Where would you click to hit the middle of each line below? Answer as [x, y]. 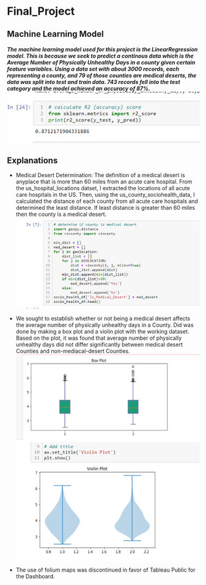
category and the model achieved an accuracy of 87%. [79, 89]
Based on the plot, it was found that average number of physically [99, 338]
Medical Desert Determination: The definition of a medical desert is [100, 175]
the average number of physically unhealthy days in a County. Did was [105, 325]
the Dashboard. [35, 576]
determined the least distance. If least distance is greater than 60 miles [105, 208]
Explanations [32, 160]
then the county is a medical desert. [61, 214]
